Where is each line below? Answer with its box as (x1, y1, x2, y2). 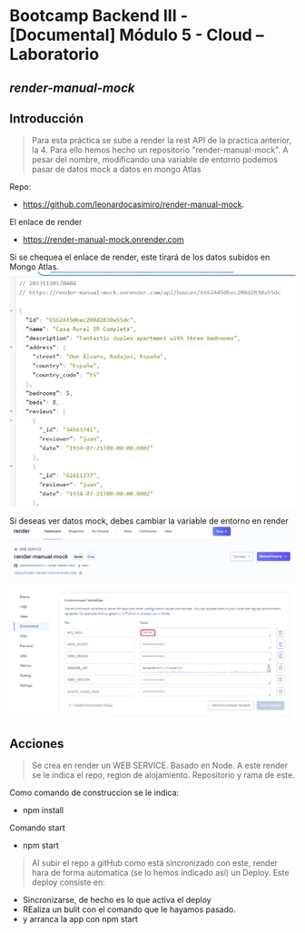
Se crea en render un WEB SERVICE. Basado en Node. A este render (31, 760, 289, 771)
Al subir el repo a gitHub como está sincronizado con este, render (31, 858, 279, 869)
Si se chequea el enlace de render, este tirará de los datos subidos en (9, 251, 271, 263)
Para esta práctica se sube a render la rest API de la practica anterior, (31, 135, 292, 146)
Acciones (9, 736, 64, 751)
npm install (22, 805, 64, 816)
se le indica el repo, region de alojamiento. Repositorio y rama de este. (31, 770, 295, 781)
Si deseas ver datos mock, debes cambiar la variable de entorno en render (9, 516, 289, 526)
